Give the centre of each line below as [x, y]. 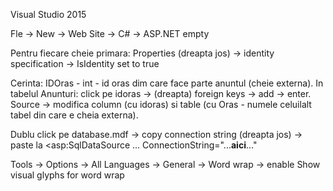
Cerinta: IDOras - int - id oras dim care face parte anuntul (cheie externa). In [167, 83]
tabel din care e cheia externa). [74, 115]
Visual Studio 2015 [48, 14]
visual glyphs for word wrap [67, 175]
